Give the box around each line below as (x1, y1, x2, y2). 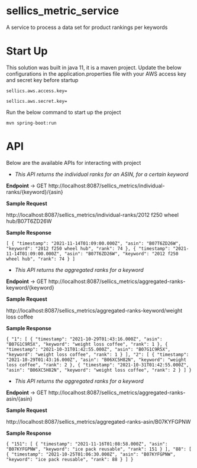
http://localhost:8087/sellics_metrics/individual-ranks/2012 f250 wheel (6, 211, 179, 218)
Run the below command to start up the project (6, 108, 121, 116)
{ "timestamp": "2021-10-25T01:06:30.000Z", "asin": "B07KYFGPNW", (6, 451, 176, 457)
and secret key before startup (6, 76, 79, 83)
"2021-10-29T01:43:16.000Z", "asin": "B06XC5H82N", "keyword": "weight (6, 356, 186, 363)
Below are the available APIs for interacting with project (6, 159, 141, 166)
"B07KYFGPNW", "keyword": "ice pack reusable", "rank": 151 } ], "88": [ (6, 446, 192, 452)
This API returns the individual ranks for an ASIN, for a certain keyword (14, 170, 189, 178)
